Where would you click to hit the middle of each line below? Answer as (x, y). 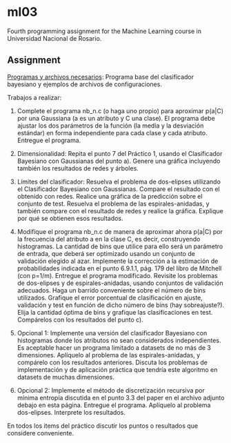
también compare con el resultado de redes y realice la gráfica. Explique (120, 210)
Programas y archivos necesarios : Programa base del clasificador (101, 77)
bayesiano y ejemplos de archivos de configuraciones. (84, 84)
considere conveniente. (41, 433)
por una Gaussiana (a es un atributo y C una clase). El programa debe (116, 118)
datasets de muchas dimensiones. (66, 377)
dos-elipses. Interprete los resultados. (71, 412)
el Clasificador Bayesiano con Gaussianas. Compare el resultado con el (118, 189)
